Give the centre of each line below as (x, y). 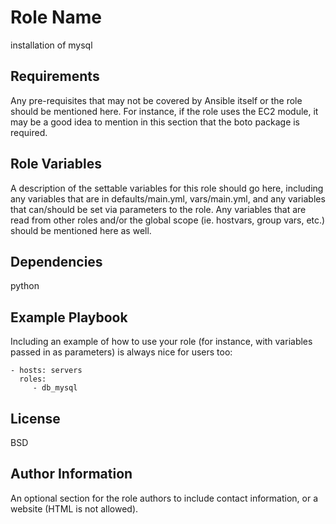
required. (29, 132)
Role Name (56, 17)
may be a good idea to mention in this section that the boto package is (155, 122)
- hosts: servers (46, 371)
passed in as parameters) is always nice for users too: (121, 352)
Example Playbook (69, 317)
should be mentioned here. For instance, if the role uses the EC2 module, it (164, 111)
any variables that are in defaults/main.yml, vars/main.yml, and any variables (168, 198)
